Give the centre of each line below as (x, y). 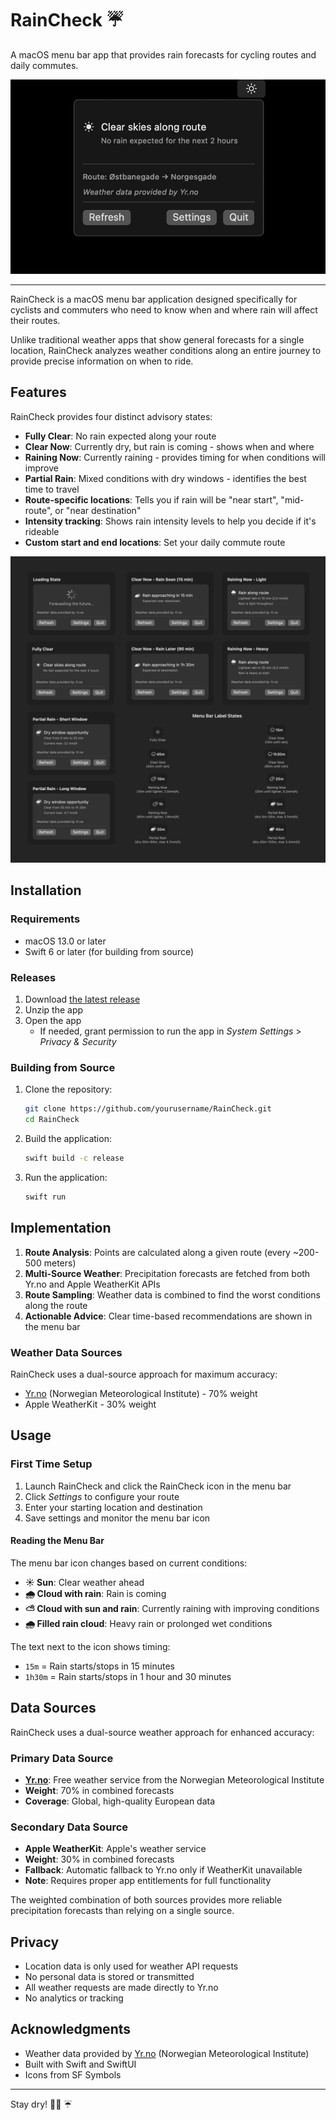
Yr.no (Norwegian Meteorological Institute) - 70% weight (141, 1393)
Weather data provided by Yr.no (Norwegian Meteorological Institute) (167, 2053)
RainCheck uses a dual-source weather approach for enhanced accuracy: (162, 1732)
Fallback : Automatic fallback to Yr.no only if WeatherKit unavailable (163, 1870)
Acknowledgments (71, 2029)
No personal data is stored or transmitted (109, 1976)
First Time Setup (51, 1464)
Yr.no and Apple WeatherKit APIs (92, 1284)
